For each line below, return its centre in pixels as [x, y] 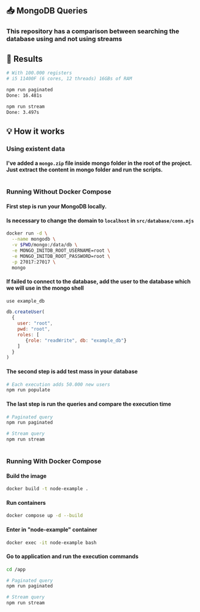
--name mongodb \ [34, 239]
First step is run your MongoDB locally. [56, 206]
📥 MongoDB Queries [47, 11]
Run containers [26, 502]
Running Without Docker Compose [59, 192]
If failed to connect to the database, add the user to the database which [98, 281]
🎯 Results [24, 59]
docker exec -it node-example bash [52, 542]
